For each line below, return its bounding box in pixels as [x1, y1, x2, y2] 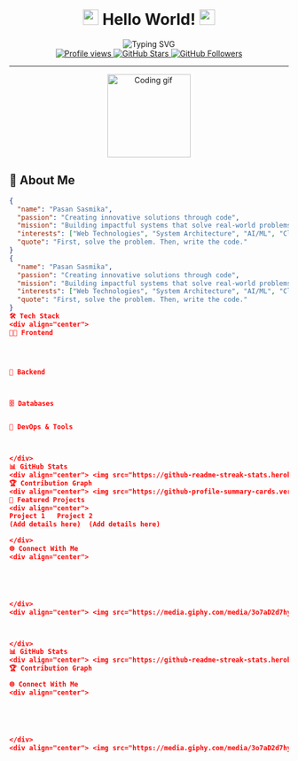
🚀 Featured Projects [9, 495, 86, 504]
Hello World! [102, 10, 196, 30]
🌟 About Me [9, 173, 75, 188]
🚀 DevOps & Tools [9, 423, 74, 431]
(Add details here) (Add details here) [9, 520, 161, 529]
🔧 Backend [9, 368, 46, 377]
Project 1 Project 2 [9, 512, 93, 521]
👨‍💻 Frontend [9, 328, 53, 337]
